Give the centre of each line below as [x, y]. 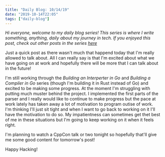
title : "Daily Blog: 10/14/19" [37, 10]
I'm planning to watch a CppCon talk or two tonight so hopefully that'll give [81, 135]
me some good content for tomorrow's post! [50, 140]
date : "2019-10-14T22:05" [32, 14]
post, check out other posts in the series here [51, 43]
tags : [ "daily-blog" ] [27, 19]
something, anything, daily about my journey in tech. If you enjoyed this [78, 38]
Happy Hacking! [21, 149]
